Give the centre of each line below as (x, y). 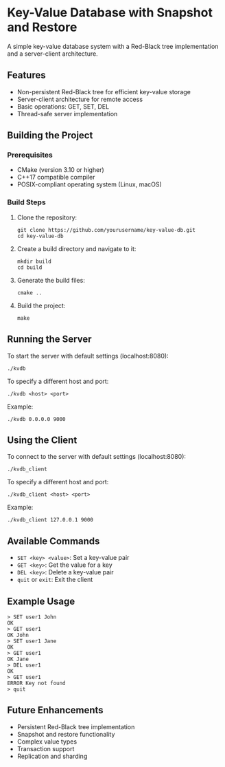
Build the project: (41, 305)
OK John (18, 635)
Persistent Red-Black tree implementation (76, 726)
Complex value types (47, 742)
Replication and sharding (52, 756)
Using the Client (42, 440)
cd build (29, 267)
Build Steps (26, 202)
